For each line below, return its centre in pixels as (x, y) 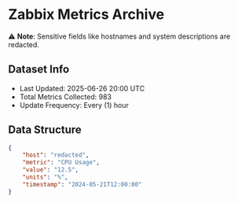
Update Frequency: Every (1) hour (74, 105)
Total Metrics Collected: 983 (66, 97)
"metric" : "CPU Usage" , (61, 163)
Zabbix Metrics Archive (86, 15)
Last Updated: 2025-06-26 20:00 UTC (82, 88)
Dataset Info (39, 70)
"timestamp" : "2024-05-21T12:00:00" (82, 184)
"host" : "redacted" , (56, 155)
